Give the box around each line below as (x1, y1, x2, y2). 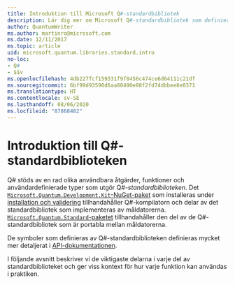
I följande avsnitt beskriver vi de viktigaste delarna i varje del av (7, 254, 190, 263)
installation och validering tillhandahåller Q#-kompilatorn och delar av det (7, 198, 219, 206)
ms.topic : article (7, 43, 61, 50)
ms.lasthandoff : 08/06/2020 (7, 101, 90, 108)
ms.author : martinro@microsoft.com (7, 29, 111, 37)
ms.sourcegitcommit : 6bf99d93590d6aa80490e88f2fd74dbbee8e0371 (7, 82, 196, 89)
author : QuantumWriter (7, 23, 73, 30)
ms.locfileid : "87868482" (7, 108, 83, 115)
